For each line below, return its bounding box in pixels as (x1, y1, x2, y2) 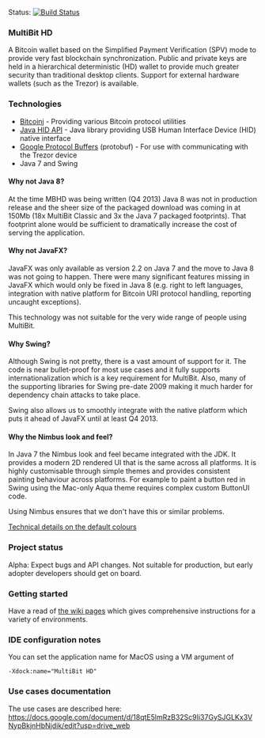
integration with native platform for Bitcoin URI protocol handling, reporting (8, 289, 252, 298)
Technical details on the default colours (8, 522, 137, 532)
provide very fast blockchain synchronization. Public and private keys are (8, 54, 248, 63)
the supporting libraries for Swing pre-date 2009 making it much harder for (8, 382, 253, 392)
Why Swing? (8, 339, 51, 348)
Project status (8, 542, 63, 553)
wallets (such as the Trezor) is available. (8, 79, 139, 89)
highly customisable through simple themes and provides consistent (8, 467, 231, 476)
